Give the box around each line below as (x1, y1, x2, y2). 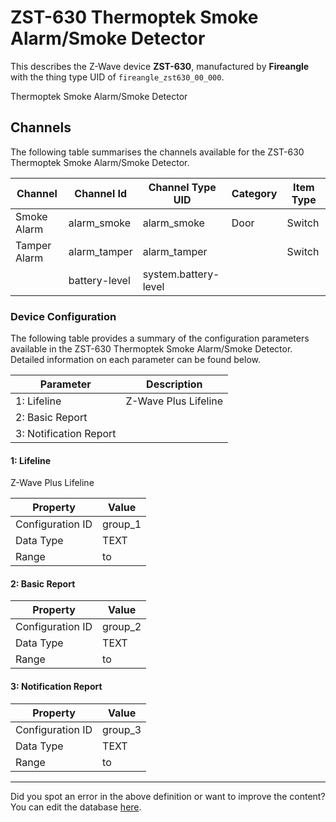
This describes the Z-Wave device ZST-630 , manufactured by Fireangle (10, 60, 310, 72)
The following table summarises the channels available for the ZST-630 (10, 146, 305, 158)
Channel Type (148, 180, 217, 194)
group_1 (102, 517, 142, 531)
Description (146, 377, 203, 391)
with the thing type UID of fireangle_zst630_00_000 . (10, 71, 225, 83)
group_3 (102, 722, 142, 736)
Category (231, 186, 278, 200)
